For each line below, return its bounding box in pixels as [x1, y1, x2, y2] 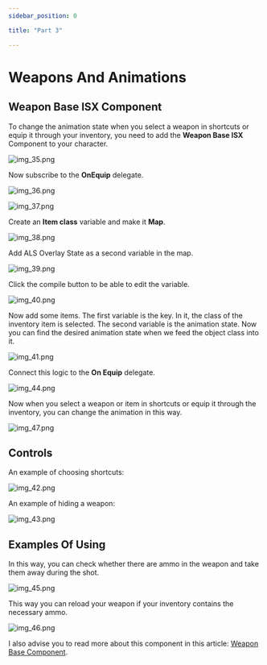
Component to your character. [8, 139, 109, 148]
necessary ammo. [8, 608, 68, 617]
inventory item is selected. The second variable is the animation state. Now [8, 319, 257, 329]
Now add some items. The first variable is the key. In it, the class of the [8, 310, 243, 320]
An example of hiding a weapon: [8, 499, 115, 509]
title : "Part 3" [8, 26, 63, 35]
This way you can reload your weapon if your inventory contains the [8, 599, 234, 609]
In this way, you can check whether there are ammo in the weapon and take [8, 559, 260, 569]
